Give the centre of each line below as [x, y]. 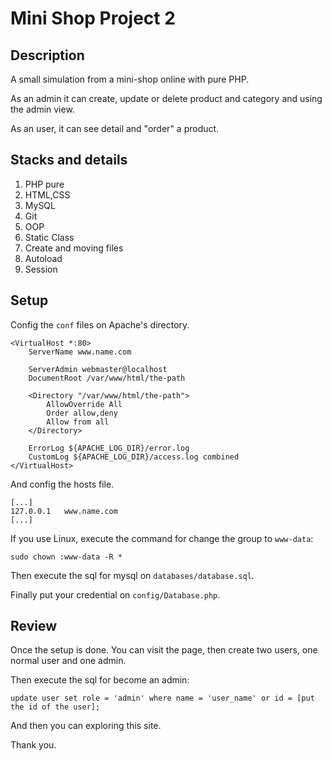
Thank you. [33, 745]
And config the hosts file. [62, 484]
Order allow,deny [82, 413]
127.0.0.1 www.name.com [64, 511]
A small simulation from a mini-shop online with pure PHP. [130, 79]
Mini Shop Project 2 [93, 18]
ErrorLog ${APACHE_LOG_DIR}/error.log [109, 448]
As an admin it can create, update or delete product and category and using [166, 98]
